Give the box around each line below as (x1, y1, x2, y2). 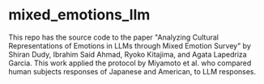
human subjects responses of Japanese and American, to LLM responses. (8, 66, 257, 76)
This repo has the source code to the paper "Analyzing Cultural (8, 32, 219, 42)
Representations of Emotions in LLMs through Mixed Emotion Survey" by (8, 40, 251, 50)
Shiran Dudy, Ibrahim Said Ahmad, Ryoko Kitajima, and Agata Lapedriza (8, 49, 247, 59)
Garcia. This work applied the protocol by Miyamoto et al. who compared (8, 58, 252, 68)
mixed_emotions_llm (8, 6, 151, 24)
